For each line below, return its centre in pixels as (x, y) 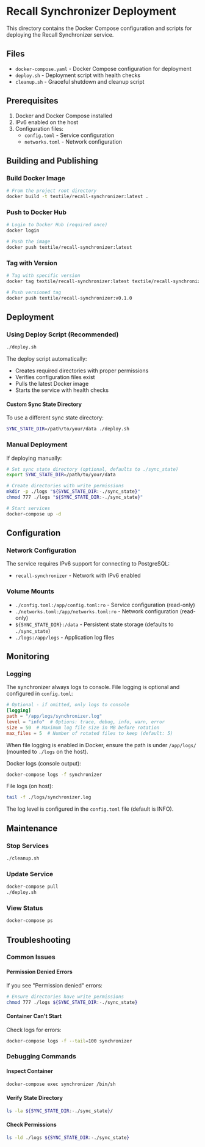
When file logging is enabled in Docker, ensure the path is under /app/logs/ (101, 745)
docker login (23, 231)
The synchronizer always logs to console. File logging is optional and (93, 687)
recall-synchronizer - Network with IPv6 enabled (78, 575)
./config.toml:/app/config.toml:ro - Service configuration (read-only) (105, 605)
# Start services (28, 508)
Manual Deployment (37, 444)
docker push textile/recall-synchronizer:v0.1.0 (69, 298)
